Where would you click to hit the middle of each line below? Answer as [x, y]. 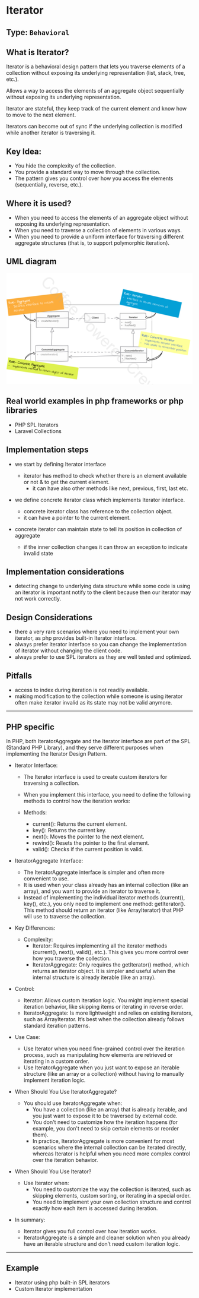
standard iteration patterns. [57, 1025]
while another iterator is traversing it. [51, 133]
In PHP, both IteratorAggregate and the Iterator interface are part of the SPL [98, 741]
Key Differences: [35, 928]
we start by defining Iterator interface [60, 464]
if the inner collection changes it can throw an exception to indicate [105, 547]
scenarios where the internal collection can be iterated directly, [109, 1147]
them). [40, 1135]
